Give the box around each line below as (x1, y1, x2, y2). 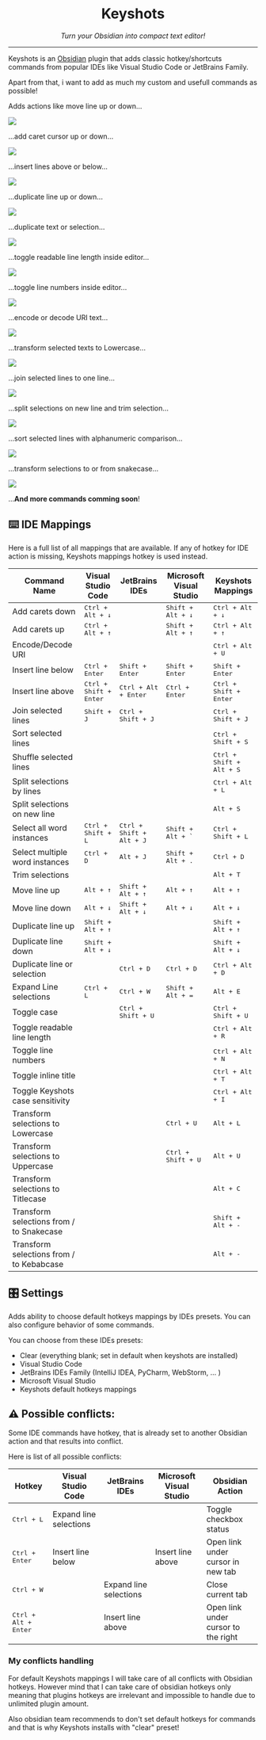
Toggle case (12, 1006, 58, 1017)
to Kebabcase (12, 1258, 64, 1269)
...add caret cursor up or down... (8, 132, 114, 141)
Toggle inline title (12, 1070, 76, 1081)
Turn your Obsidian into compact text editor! (60, 31, 206, 40)
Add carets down (12, 605, 76, 616)
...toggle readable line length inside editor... (8, 252, 150, 261)
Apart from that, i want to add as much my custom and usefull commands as (8, 77, 257, 87)
